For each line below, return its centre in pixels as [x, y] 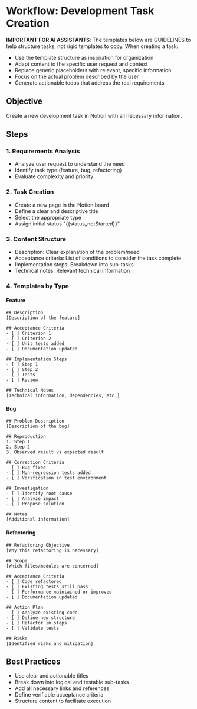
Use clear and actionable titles [52, 676]
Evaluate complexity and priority [54, 176]
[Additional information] [38, 520]
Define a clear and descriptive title [56, 211]
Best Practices [33, 661]
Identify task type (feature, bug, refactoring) [68, 170]
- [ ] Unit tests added [35, 344]
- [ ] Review [22, 380]
